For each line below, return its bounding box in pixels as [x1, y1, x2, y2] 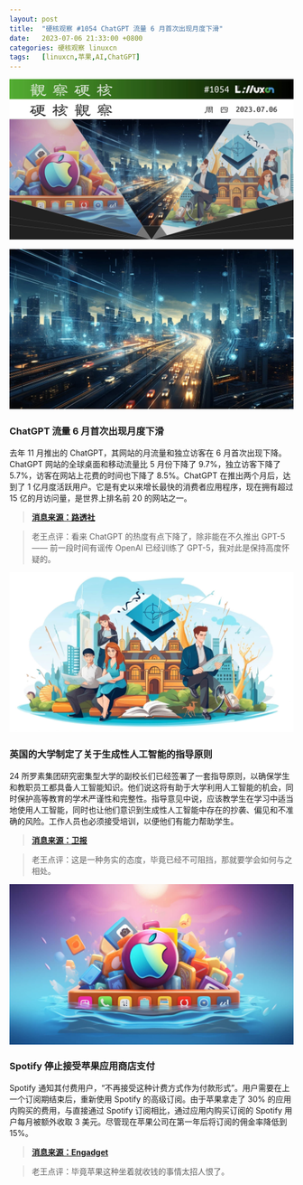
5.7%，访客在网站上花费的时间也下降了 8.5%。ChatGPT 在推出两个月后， [9, 470, 283, 481]
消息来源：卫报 [31, 834, 87, 845]
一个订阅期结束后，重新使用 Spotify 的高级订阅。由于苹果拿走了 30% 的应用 [9, 1094, 291, 1105]
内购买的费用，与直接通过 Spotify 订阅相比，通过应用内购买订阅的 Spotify [9, 1105, 282, 1115]
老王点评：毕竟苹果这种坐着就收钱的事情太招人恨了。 [31, 1166, 230, 1177]
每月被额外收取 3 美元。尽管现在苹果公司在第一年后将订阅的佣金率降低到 [16, 1116, 288, 1127]
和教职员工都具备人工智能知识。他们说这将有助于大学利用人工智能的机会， [9, 782, 286, 793]
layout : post [9, 14, 59, 24]
